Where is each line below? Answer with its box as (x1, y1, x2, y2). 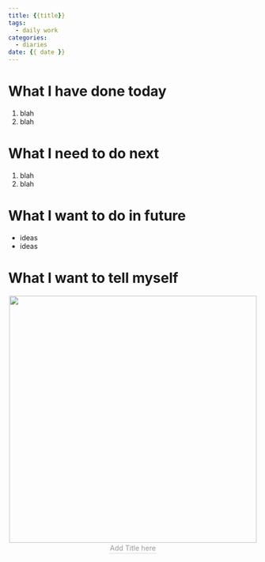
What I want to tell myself (8, 270, 179, 287)
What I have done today (8, 82, 167, 100)
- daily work (15, 26, 59, 34)
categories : (8, 33, 47, 42)
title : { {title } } (8, 11, 66, 20)
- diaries (15, 41, 47, 49)
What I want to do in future (8, 207, 186, 225)
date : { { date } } (8, 48, 66, 56)
